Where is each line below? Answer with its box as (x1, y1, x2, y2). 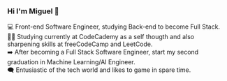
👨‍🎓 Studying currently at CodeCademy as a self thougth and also (7, 33, 194, 41)
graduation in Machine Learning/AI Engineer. (7, 58, 136, 66)
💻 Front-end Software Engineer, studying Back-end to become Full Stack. (7, 22, 221, 31)
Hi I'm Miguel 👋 (7, 6, 59, 16)
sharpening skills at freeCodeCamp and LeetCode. (7, 40, 153, 48)
